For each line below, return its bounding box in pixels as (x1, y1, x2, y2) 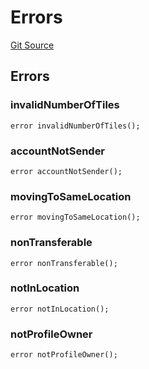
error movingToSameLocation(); (10, 212, 141, 223)
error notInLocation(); (10, 304, 110, 314)
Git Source (10, 39, 55, 51)
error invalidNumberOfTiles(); (10, 121, 141, 131)
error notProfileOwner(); (10, 350, 118, 360)
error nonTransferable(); (10, 258, 118, 268)
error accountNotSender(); (10, 166, 123, 176)
